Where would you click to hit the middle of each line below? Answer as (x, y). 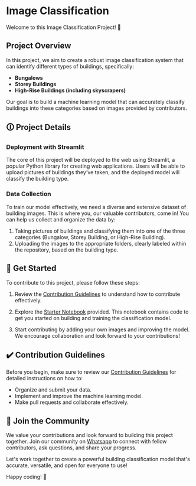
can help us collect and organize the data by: (61, 219)
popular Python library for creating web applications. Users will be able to (96, 166)
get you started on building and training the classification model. (93, 318)
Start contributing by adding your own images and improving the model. (102, 330)
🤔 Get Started (31, 268)
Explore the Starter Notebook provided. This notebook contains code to (102, 312)
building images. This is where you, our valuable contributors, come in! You (98, 213)
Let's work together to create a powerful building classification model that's (98, 459)
